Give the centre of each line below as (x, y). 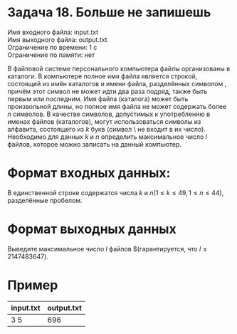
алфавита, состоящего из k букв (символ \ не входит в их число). (107, 129)
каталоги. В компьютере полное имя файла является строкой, (102, 76)
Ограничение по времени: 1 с (52, 47)
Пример (33, 285)
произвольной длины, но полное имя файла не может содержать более (117, 106)
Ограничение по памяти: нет (51, 55)
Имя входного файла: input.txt (53, 32)
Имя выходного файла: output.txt (57, 39)
